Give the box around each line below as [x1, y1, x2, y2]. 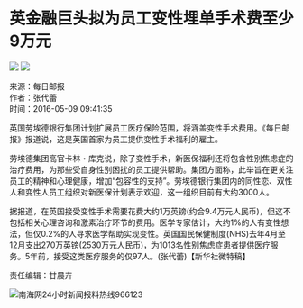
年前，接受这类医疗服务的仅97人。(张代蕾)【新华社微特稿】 [30, 250, 251, 261]
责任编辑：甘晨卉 [9, 269, 73, 280]
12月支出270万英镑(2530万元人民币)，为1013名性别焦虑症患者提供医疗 [9, 240, 271, 250]
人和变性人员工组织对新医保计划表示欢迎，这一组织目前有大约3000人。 [9, 186, 275, 197]
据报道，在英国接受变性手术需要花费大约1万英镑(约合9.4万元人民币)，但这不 [9, 205, 291, 216]
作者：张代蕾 [9, 92, 57, 103]
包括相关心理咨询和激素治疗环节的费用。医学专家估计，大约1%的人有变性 [9, 217, 281, 228]
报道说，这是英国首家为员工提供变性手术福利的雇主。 [24, 133, 223, 144]
